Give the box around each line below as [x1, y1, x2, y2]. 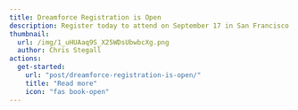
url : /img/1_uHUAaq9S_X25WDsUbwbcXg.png [17, 37, 170, 47]
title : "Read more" [25, 79, 98, 88]
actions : [9, 54, 42, 63]
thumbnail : [9, 29, 50, 38]
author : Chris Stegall [17, 46, 102, 55]
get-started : [17, 63, 66, 72]
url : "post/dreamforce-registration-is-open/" [25, 71, 202, 80]
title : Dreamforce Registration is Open [9, 12, 162, 22]
